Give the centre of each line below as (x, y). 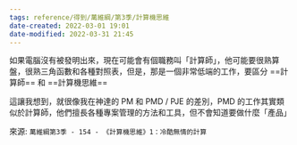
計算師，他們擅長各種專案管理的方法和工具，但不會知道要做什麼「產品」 (158, 113)
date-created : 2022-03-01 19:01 (69, 26)
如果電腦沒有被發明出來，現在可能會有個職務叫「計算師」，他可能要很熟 (140, 60)
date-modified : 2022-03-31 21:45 (72, 34)
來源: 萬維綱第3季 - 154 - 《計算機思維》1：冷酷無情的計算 (108, 132)
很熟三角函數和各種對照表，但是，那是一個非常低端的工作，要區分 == (153, 71)
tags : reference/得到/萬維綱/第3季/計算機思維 (89, 17)
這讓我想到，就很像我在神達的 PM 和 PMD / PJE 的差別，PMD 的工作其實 (143, 101)
